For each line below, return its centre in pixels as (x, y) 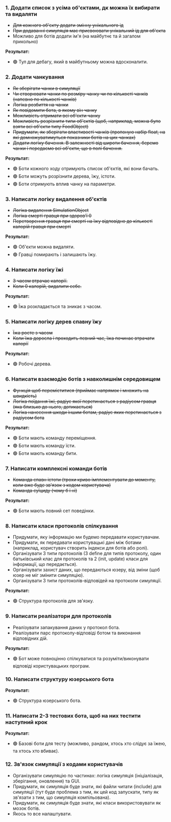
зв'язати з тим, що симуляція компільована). (62, 797)
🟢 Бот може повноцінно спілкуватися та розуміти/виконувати (81, 658)
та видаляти (21, 14)
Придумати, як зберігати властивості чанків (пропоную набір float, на (89, 132)
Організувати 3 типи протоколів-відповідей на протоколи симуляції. (87, 581)
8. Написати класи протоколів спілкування (62, 526)
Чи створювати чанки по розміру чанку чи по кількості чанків (80, 93)
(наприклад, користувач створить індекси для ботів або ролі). (81, 548)
